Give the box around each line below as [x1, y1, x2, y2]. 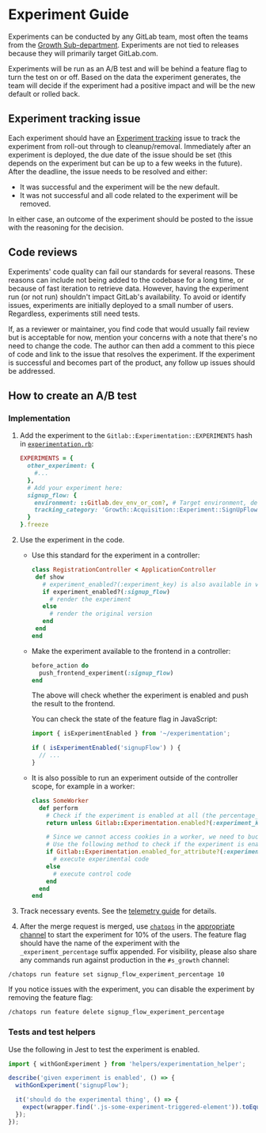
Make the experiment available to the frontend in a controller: [31, 646, 231, 656]
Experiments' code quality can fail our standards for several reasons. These [8, 267, 256, 276]
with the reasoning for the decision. [8, 222, 124, 232]
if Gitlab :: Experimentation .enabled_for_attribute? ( [46, 848, 224, 856]
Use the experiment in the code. [19, 535, 125, 544]
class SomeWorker [31, 797, 89, 804]
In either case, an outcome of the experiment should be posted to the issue [8, 214, 253, 223]
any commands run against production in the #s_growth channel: [19, 956, 230, 965]
